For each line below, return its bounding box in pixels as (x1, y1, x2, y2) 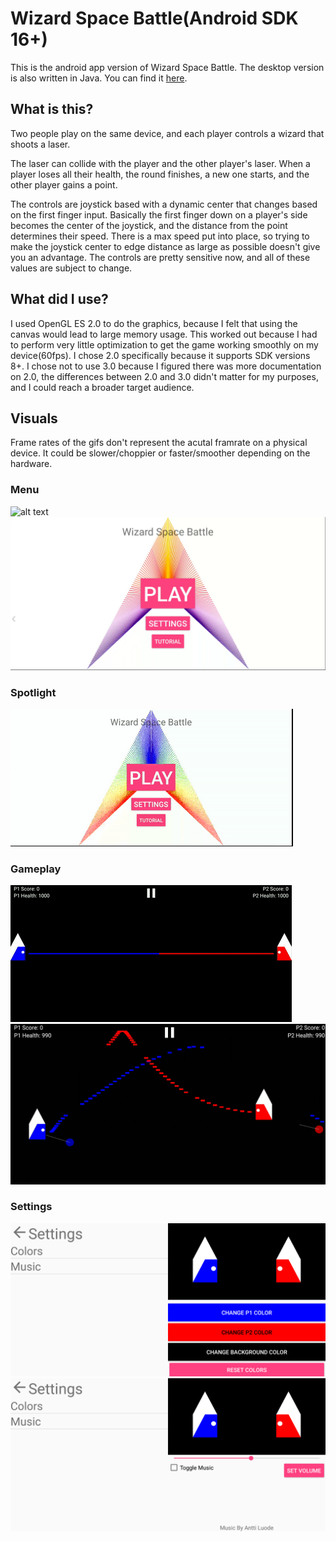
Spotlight (10, 685, 57, 699)
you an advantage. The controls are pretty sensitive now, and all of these (10, 251, 311, 263)
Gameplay (10, 862, 62, 876)
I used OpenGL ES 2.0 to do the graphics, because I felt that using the (10, 317, 298, 329)
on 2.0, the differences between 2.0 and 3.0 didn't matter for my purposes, (10, 370, 319, 382)
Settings (10, 1200, 53, 1214)
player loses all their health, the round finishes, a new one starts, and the (10, 168, 310, 180)
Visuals (10, 410, 58, 427)
